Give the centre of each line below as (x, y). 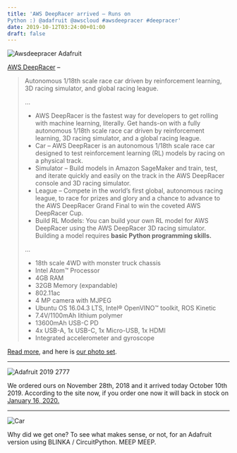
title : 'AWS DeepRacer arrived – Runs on (69, 14)
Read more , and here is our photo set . (62, 352)
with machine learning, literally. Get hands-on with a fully (118, 123)
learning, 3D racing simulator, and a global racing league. (118, 138)
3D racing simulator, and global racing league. (91, 88)
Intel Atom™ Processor (67, 271)
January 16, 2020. (34, 401)
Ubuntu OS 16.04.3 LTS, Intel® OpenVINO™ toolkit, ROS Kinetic (126, 308)
